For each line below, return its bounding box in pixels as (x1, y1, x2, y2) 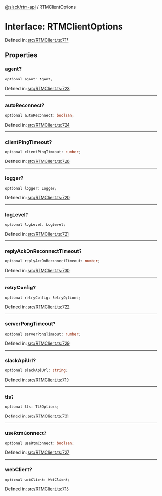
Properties (5, 51, 38, 60)
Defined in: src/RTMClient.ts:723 (5, 85, 70, 91)
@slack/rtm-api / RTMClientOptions (5, 4, 76, 10)
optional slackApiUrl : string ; (5, 368, 68, 373)
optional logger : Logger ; (5, 186, 57, 191)
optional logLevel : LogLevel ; (5, 223, 66, 227)
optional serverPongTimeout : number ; (5, 332, 81, 336)
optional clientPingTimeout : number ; (5, 149, 81, 154)
